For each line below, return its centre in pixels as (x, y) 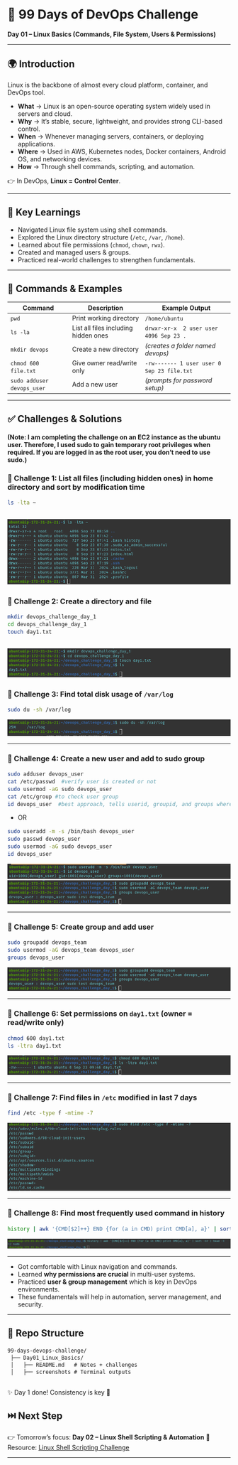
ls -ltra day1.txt (34, 1046)
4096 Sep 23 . (165, 336)
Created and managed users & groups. (74, 252)
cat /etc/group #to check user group (63, 796)
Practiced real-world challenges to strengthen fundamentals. (107, 259)
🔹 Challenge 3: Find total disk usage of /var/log (90, 694)
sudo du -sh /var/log (39, 710)
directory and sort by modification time (76, 487)
